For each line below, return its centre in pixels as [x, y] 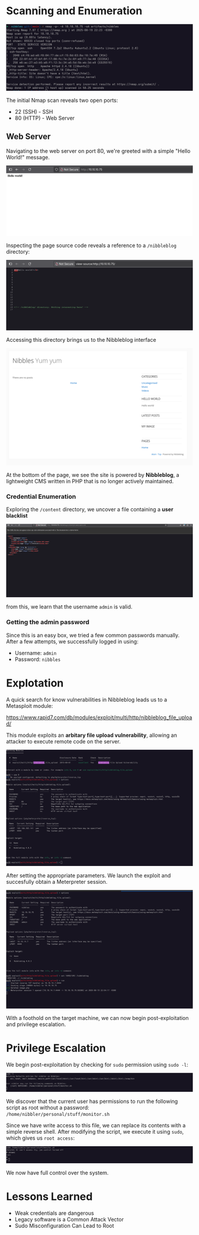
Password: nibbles [38, 659]
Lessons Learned [49, 1197]
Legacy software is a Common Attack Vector [69, 1219]
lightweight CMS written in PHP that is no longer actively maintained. [90, 481]
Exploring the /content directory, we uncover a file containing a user [90, 509]
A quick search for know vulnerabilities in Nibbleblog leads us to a [87, 700]
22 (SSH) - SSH [34, 112]
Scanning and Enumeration [74, 11]
